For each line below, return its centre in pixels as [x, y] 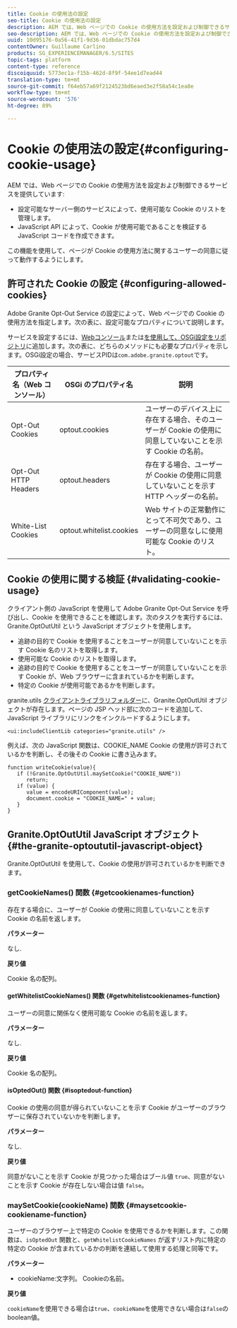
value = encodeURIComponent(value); [80, 792]
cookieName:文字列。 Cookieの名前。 [73, 1279]
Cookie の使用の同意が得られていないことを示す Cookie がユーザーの [108, 1107]
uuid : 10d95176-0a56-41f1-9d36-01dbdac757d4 [74, 40]
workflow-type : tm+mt [39, 93]
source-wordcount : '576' [44, 100]
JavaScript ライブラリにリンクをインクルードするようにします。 [101, 718]
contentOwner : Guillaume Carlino [56, 47]
